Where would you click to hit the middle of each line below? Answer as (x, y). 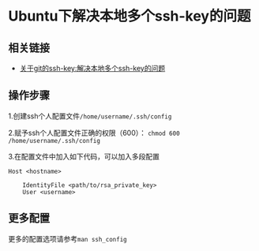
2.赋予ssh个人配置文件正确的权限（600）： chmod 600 (94, 133)
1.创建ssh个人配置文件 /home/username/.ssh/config (90, 116)
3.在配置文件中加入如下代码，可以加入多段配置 (84, 156)
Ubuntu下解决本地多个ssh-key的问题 (129, 16)
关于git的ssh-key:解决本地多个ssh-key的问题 (92, 68)
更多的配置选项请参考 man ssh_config (68, 238)
